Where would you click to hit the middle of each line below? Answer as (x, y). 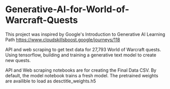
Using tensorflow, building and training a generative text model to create (81, 55)
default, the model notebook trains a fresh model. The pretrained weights (82, 75)
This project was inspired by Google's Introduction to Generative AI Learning (85, 34)
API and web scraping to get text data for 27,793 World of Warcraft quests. (83, 49)
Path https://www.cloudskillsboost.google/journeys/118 (63, 40)
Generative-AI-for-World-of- (67, 9)
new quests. (18, 60)
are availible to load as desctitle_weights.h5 (51, 81)
